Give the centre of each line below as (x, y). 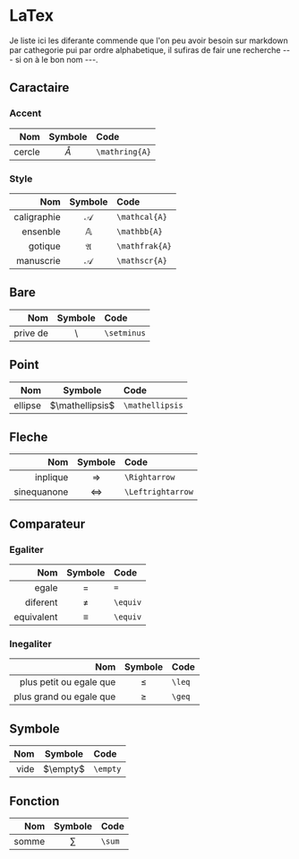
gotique (44, 246)
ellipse (28, 405)
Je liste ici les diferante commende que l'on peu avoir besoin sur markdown (149, 40)
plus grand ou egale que (65, 697)
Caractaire (39, 88)
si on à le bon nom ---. (56, 59)
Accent (26, 113)
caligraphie (37, 216)
